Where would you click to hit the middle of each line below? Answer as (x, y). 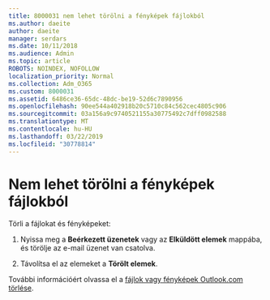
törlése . (21, 288)
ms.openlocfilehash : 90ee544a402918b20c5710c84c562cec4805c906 (118, 106)
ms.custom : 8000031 (41, 91)
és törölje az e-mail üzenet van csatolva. (88, 248)
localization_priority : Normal (61, 76)
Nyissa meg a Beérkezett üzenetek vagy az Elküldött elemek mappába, (141, 239)
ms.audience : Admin (41, 54)
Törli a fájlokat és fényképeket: (60, 224)
